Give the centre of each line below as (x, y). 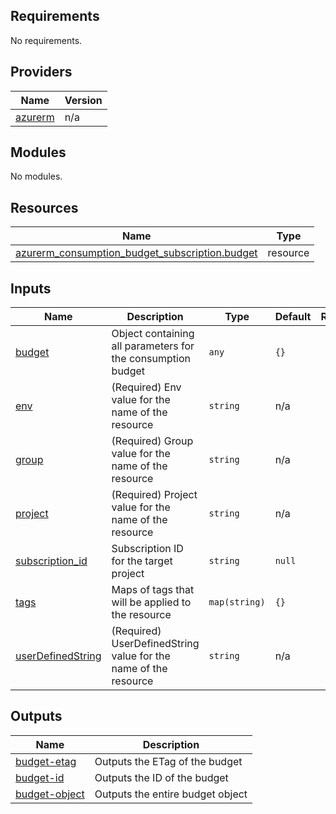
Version (83, 100)
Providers (41, 72)
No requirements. (46, 40)
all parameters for (153, 346)
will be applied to (151, 602)
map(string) (237, 602)
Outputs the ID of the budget (161, 777)
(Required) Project (154, 495)
